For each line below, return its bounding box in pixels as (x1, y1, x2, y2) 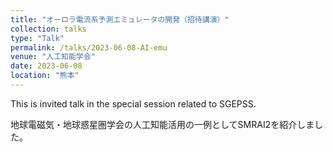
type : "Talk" (10, 33, 65, 43)
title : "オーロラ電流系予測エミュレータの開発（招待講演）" (10, 14, 230, 25)
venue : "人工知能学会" (10, 52, 96, 62)
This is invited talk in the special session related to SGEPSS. (10, 97, 257, 110)
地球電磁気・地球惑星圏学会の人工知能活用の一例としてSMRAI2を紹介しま (10, 118, 315, 130)
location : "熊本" (10, 71, 80, 81)
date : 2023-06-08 (10, 61, 83, 71)
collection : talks (10, 24, 87, 34)
